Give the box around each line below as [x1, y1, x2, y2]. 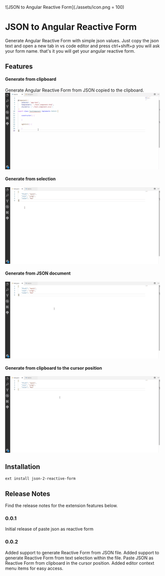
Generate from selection [5, 176, 56, 182]
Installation [5, 462, 40, 471]
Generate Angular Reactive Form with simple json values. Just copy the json [5, 37, 159, 43]
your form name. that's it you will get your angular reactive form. [5, 48, 136, 54]
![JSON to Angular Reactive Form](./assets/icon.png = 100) [5, 4, 124, 10]
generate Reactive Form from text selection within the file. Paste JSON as [5, 555, 154, 561]
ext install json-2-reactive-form [5, 476, 76, 481]
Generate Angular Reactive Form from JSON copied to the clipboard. [5, 87, 144, 93]
